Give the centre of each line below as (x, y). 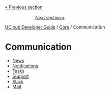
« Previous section (24, 7)
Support (20, 76)
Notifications (25, 65)
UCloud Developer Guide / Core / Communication (55, 27)
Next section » (50, 17)
